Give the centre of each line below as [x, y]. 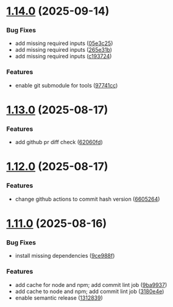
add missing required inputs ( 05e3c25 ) [64, 43]
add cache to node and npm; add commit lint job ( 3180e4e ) [90, 291]
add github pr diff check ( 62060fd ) [59, 142]
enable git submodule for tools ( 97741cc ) [66, 85]
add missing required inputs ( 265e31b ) [64, 50]
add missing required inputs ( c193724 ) [63, 57]
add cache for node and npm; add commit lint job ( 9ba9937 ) [91, 285]
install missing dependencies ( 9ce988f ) [65, 256]
